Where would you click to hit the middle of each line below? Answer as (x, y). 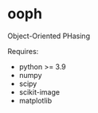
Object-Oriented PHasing (49, 36)
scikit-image (39, 92)
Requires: (23, 51)
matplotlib (35, 100)
